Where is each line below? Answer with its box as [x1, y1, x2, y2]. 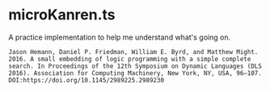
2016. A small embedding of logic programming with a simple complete [8, 55, 251, 63]
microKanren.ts [8, 6, 116, 24]
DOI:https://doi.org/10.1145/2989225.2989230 [8, 76, 164, 84]
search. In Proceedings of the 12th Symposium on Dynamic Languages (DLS [8, 62, 263, 70]
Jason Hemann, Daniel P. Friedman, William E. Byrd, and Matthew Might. [8, 48, 259, 56]
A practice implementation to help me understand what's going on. [8, 32, 231, 42]
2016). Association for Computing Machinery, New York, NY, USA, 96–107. [8, 69, 263, 77]
